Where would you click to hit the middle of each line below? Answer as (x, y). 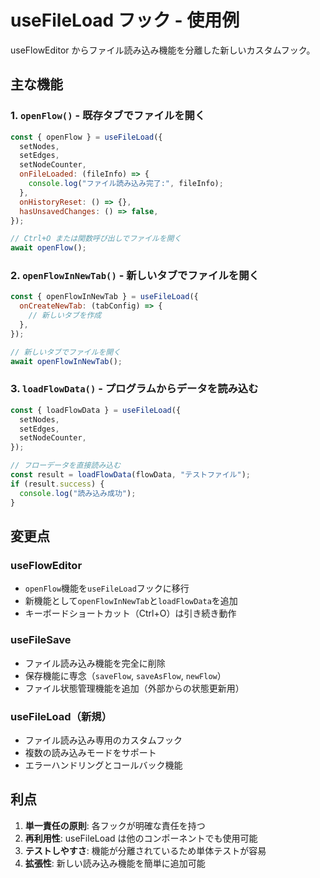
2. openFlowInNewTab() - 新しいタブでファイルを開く (135, 276)
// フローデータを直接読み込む (66, 466)
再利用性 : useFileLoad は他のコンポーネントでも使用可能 (141, 838)
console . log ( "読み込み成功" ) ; (78, 493)
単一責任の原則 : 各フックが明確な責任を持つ (115, 825)
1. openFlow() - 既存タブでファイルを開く (108, 116)
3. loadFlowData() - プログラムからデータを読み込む (134, 389)
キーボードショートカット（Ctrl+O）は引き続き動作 (130, 613)
